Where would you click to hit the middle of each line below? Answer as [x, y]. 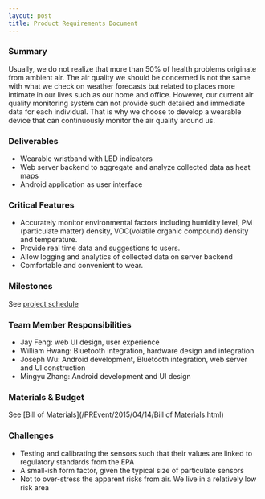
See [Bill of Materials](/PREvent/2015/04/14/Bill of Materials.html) [116, 414]
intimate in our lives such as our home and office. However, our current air [131, 94]
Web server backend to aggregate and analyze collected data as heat [135, 167]
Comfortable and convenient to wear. [81, 266]
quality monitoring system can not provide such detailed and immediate [127, 103]
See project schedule [43, 303]
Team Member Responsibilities [70, 324]
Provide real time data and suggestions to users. [100, 248]
